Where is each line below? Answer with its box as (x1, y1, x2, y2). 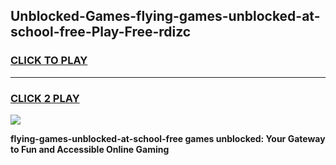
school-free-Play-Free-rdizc (10, 24, 192, 41)
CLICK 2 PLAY (10, 91, 80, 105)
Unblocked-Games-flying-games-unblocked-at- (10, 8, 321, 25)
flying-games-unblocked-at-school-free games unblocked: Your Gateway (10, 132, 326, 144)
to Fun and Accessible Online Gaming (10, 143, 170, 155)
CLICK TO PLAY (10, 54, 88, 68)
